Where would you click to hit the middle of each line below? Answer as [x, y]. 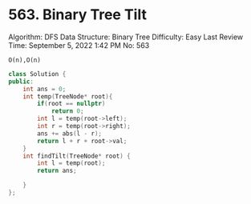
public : [21, 82]
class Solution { [37, 74]
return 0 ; [67, 111]
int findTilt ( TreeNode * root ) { [77, 156]
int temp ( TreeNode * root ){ [68, 96]
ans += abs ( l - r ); [70, 134]
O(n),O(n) [25, 60]
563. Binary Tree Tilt [77, 15]
